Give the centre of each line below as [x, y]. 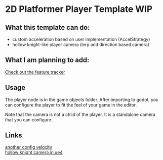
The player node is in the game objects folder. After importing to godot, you [82, 100]
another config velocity [29, 147]
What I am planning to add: [47, 60]
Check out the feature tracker [35, 72]
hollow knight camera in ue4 [34, 153]
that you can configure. [29, 119]
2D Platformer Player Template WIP [79, 9]
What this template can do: [48, 27]
